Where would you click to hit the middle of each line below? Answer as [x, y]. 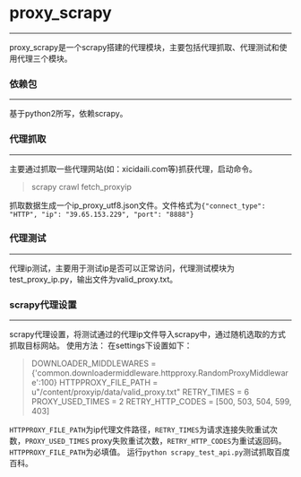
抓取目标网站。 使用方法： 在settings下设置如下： [101, 346]
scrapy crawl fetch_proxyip [82, 186]
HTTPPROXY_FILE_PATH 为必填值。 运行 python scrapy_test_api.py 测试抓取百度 [150, 452]
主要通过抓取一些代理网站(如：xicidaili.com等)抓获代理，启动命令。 [133, 169]
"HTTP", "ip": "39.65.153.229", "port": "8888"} [102, 214]
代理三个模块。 [44, 58]
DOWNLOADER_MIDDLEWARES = [94, 364]
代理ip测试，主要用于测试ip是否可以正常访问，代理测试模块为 [122, 268]
